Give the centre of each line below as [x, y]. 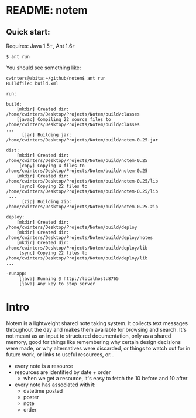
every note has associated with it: [55, 385]
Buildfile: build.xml [32, 83]
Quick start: [28, 32]
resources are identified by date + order [63, 372]
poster [31, 397]
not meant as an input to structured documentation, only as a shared [89, 336]
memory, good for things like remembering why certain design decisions [94, 342]
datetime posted [43, 390]
